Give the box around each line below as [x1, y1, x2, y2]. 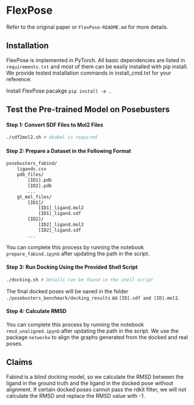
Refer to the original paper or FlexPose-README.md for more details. [6, 23, 169, 30]
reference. [6, 75, 32, 82]
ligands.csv [17, 166, 47, 172]
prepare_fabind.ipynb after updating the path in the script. [6, 250, 150, 257]
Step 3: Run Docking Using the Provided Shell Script [6, 263, 138, 271]
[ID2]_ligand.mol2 [38, 222, 84, 228]
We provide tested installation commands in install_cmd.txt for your [6, 69, 171, 76]
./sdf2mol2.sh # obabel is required [6, 134, 97, 140]
